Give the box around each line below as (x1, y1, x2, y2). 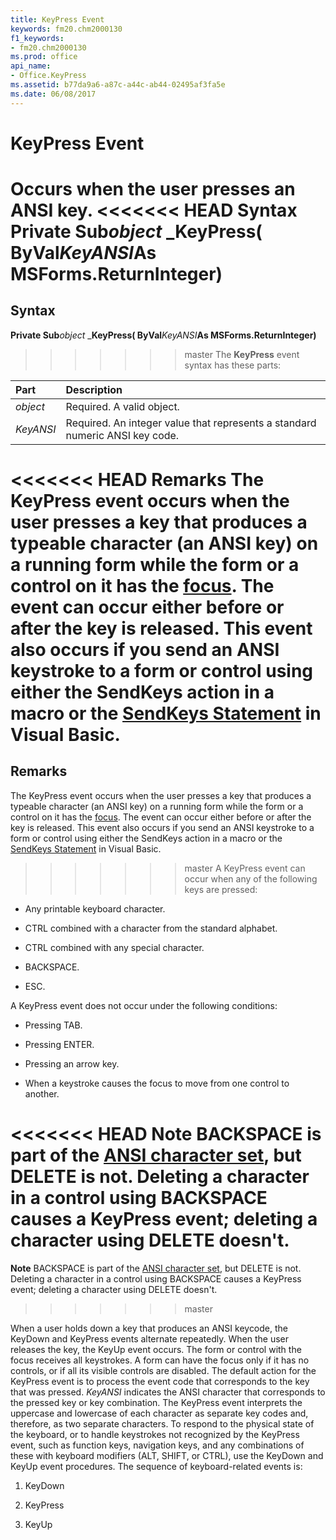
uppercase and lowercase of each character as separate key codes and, (10, 1407, 309, 1419)
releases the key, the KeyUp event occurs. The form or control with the (10, 1343, 302, 1355)
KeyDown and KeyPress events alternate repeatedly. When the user (10, 1332, 289, 1345)
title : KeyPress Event (10, 14, 105, 25)
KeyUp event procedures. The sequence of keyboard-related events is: (10, 1460, 303, 1472)
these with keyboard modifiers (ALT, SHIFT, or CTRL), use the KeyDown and (10, 1449, 324, 1461)
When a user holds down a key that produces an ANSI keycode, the (10, 1322, 288, 1334)
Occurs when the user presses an (10, 178, 296, 200)
